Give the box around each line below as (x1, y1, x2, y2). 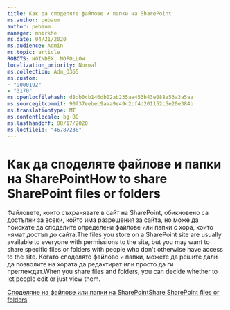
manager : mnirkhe (7, 29, 57, 37)
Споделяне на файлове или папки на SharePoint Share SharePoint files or (7, 289, 220, 297)
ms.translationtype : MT (7, 107, 76, 114)
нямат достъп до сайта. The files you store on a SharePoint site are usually (7, 230, 222, 239)
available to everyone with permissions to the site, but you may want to (7, 238, 210, 246)
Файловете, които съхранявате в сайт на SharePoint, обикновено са (7, 209, 209, 217)
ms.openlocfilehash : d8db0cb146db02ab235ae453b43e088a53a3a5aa (7, 94, 194, 101)
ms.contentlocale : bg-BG (7, 113, 79, 120)
